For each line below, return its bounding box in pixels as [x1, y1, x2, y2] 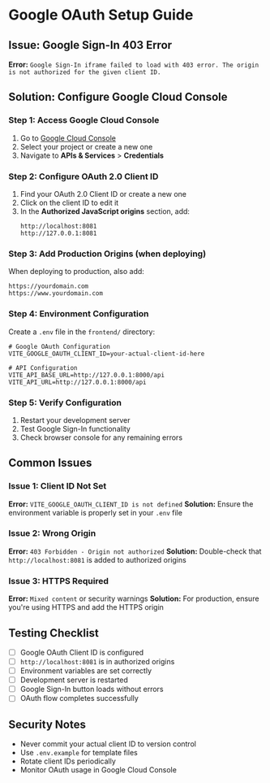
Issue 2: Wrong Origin [8, 528, 96, 539]
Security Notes [8, 717, 87, 731]
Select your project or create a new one [19, 141, 153, 151]
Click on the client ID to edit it [19, 198, 119, 207]
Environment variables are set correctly [19, 666, 152, 676]
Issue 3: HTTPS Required [8, 575, 109, 586]
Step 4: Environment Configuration [8, 308, 149, 320]
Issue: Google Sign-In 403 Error [8, 38, 173, 52]
